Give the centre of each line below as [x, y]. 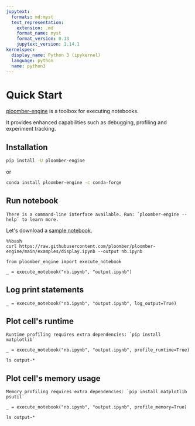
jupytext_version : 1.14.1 [48, 45]
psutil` [16, 397]
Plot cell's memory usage [53, 378]
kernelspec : [20, 50]
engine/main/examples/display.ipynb [51, 251]
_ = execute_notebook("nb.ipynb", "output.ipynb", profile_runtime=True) [98, 350]
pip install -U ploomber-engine [45, 161]
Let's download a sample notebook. [49, 230]
